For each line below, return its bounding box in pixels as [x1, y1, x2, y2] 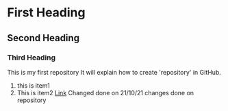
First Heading [7, 5, 86, 21]
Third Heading [7, 53, 56, 62]
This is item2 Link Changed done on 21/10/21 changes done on [16, 88, 194, 97]
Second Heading [7, 32, 80, 44]
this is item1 [16, 81, 50, 90]
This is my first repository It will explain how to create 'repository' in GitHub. [7, 68, 221, 76]
